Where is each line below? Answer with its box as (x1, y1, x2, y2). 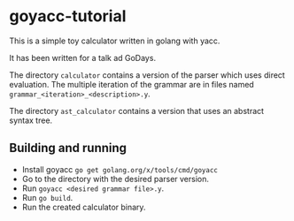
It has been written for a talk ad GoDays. (9, 52, 157, 63)
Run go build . (21, 192, 73, 202)
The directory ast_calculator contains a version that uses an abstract (9, 105, 264, 116)
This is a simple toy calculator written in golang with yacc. (9, 35, 220, 46)
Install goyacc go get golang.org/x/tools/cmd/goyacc (21, 164, 219, 174)
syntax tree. (9, 115, 53, 126)
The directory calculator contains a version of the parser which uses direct (9, 69, 285, 80)
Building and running (9, 141, 127, 156)
